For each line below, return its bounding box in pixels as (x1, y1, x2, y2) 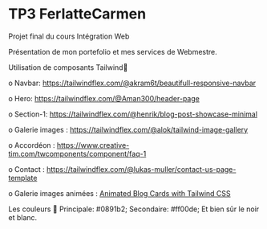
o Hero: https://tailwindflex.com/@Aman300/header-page (8, 93, 200, 103)
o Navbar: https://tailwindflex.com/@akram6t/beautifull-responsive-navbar (8, 78, 257, 88)
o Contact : (8, 164, 46, 174)
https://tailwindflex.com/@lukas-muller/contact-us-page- (47, 164, 237, 174)
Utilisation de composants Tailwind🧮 (8, 62, 128, 72)
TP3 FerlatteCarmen (8, 5, 147, 23)
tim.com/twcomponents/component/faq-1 (8, 149, 147, 158)
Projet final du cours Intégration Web (8, 31, 130, 41)
